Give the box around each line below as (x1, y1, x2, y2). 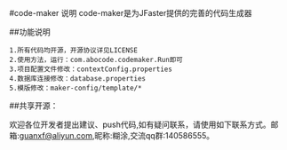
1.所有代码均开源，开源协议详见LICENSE (9, 46, 138, 55)
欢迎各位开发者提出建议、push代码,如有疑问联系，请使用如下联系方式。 (9, 119, 271, 130)
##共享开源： (9, 100, 59, 111)
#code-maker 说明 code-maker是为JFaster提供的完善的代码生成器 (9, 8, 252, 18)
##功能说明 (9, 27, 51, 37)
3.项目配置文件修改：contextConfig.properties (9, 65, 173, 74)
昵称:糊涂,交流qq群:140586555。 (94, 130, 215, 140)
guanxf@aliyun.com (19, 130, 93, 140)
